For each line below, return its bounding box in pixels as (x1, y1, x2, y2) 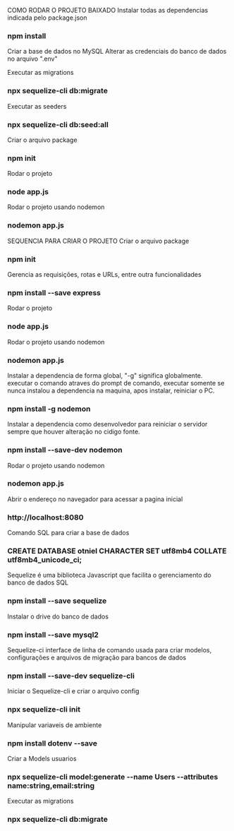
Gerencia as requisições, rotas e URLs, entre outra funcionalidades (7, 270, 202, 279)
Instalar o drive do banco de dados (7, 612, 109, 621)
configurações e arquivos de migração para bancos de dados (7, 653, 187, 662)
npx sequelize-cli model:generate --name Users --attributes (7, 772, 218, 782)
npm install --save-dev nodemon (7, 445, 123, 455)
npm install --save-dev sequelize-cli (7, 671, 135, 681)
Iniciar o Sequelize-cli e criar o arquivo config (7, 687, 140, 695)
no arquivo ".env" (7, 54, 58, 63)
